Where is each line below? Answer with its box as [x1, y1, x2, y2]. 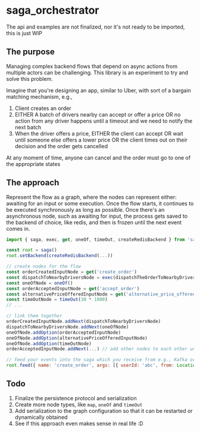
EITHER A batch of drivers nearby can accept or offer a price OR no [14, 111, 181, 118]
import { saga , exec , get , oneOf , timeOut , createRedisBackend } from [6, 236, 185, 243]
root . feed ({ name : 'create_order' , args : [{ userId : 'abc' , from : [6, 362, 174, 369]
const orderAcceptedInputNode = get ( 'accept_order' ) [6, 285, 140, 291]
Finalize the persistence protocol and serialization [14, 394, 137, 401]
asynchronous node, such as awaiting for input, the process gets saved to [6, 212, 188, 219]
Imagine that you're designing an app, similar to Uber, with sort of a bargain [6, 87, 192, 94]
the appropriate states [6, 160, 61, 167]
